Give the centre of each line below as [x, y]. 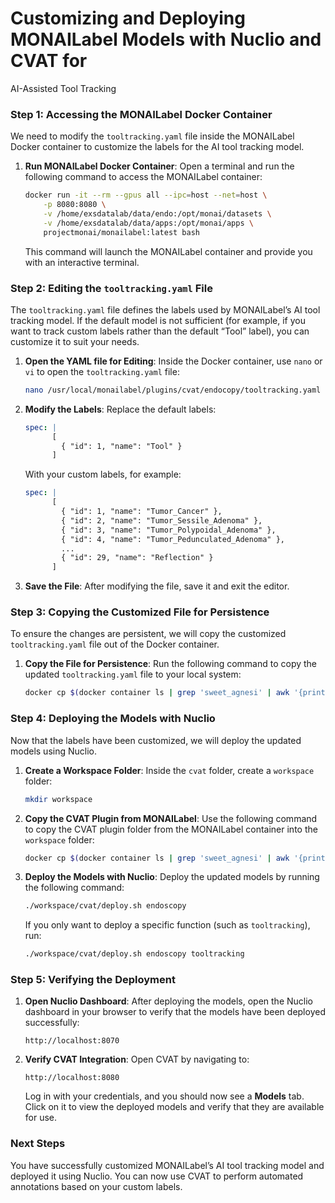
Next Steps [38, 1144]
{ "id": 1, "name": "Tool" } [122, 446]
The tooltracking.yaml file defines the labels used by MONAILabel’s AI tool [165, 309]
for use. [41, 1118]
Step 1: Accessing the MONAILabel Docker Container [141, 114]
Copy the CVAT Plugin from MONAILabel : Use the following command [171, 818]
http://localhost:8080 [72, 1078]
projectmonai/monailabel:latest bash [121, 232]
